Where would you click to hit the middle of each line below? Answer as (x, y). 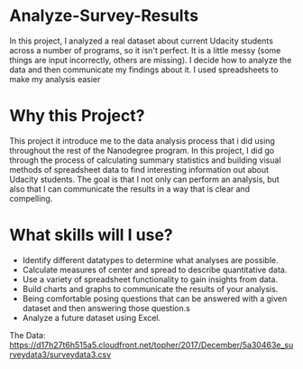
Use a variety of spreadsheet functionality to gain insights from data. (150, 279)
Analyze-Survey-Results (104, 16)
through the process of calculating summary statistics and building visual (145, 160)
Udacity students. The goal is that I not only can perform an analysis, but (144, 179)
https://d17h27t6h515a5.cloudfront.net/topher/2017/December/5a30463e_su (151, 345)
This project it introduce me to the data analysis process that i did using (142, 140)
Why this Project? (77, 116)
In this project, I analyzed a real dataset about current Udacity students (141, 41)
